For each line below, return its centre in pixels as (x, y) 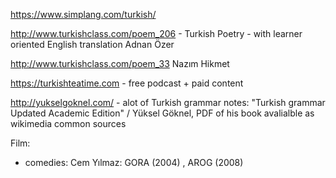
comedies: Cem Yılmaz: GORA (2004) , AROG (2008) (134, 162)
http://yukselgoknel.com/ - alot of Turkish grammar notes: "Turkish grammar (168, 102)
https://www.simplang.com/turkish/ (83, 14)
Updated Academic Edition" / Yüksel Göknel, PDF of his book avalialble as (162, 113)
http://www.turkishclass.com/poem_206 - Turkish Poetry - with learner (156, 33)
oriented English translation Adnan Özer (92, 44)
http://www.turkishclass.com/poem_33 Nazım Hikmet (120, 63)
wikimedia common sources (68, 123)
